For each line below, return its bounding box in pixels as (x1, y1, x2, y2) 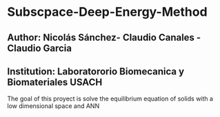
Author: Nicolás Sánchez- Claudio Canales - (7, 32, 201, 43)
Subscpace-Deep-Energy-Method (7, 4, 208, 20)
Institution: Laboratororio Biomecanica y (7, 65, 185, 77)
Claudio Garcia (7, 42, 72, 54)
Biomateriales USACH (7, 76, 103, 88)
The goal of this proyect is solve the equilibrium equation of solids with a (7, 94, 214, 103)
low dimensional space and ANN (7, 102, 100, 110)
